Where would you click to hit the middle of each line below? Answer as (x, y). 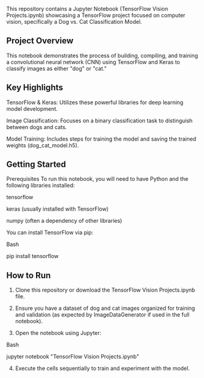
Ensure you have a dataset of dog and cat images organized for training (105, 308)
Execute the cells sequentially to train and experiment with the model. (102, 368)
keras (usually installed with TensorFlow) (58, 209)
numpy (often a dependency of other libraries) (64, 221)
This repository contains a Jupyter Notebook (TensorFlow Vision (87, 9)
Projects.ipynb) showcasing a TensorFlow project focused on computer (96, 15)
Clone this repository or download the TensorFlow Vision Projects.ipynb (105, 290)
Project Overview (40, 41)
